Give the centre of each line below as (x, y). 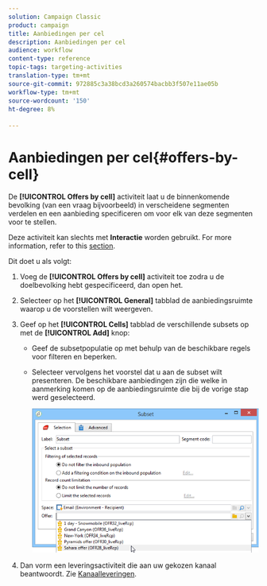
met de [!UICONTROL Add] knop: (75, 333)
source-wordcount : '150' (49, 101)
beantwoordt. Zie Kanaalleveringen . (78, 573)
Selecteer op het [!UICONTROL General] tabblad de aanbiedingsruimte (136, 301)
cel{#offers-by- (185, 158)
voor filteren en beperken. (74, 357)
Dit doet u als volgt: (40, 262)
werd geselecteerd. (63, 398)
